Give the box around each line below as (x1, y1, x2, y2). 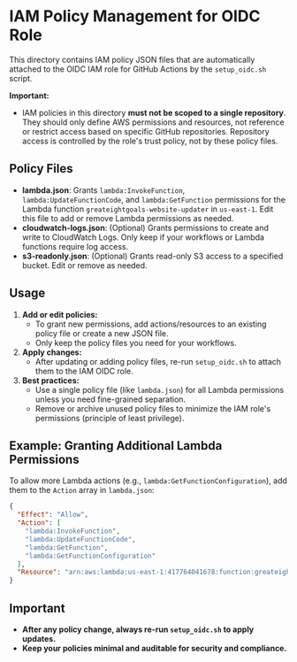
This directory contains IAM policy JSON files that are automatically (9, 54, 255, 65)
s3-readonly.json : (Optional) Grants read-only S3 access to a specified (21, 250, 284, 261)
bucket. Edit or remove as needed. (21, 259, 148, 271)
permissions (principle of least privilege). (34, 412, 185, 423)
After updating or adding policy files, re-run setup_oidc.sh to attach (34, 356, 281, 366)
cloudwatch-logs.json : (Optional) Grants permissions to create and (21, 222, 270, 233)
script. (9, 73, 33, 83)
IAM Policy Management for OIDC (9, 6, 261, 27)
